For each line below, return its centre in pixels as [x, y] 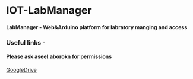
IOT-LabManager [49, 10]
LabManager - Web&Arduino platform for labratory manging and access [97, 27]
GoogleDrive [22, 69]
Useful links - [26, 42]
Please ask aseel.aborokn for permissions [59, 56]
